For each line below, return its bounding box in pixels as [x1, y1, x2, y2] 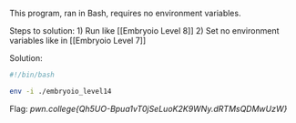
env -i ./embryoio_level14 [9, 87, 112, 96]
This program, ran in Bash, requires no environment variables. [9, 8, 241, 18]
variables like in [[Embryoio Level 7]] [9, 36, 147, 46]
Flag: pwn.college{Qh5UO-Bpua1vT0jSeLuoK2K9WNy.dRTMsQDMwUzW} [9, 103, 288, 114]
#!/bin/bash [9, 70, 55, 79]
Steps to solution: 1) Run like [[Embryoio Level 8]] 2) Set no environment [9, 26, 280, 36]
